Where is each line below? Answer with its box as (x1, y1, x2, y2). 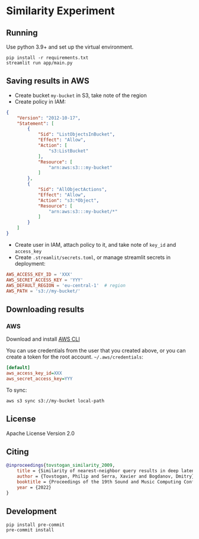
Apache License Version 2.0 (6, 430, 75, 437)
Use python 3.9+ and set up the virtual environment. (6, 43, 134, 50)
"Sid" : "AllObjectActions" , (37, 186, 108, 193)
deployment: (14, 260, 46, 267)
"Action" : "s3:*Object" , (37, 197, 99, 204)
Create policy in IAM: (14, 98, 66, 105)
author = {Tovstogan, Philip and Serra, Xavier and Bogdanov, (17, 473, 174, 480)
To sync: (6, 386, 27, 393)
